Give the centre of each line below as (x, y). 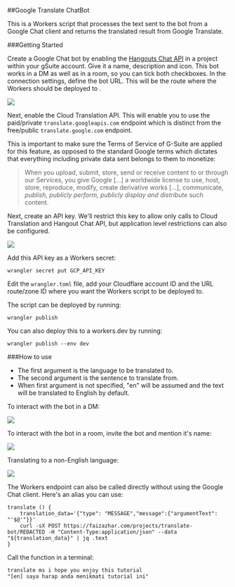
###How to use (30, 357)
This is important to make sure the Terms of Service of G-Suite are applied (115, 144)
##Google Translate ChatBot (48, 10)
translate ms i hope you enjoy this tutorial (75, 570)
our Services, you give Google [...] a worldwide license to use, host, (122, 180)
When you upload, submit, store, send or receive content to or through (126, 172)
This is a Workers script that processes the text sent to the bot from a (108, 24)
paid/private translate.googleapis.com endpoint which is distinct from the (114, 123)
